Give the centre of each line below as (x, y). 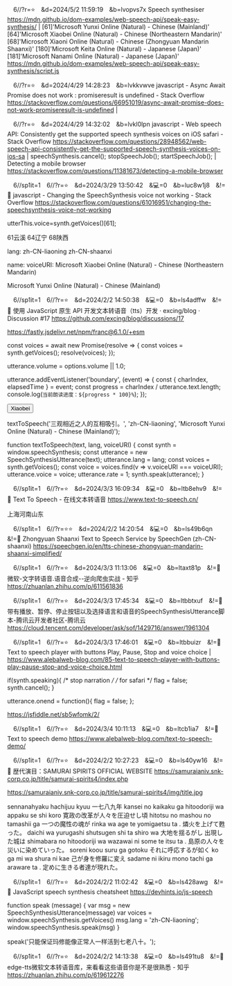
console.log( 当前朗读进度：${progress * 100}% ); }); (77, 394)
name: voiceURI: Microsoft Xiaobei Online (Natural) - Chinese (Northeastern (115, 265)
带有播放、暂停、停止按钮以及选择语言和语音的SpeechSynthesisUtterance (113, 611)
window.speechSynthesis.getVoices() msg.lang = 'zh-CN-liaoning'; (103, 920)
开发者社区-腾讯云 (60, 620)
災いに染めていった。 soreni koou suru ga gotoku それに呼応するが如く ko (113, 850)
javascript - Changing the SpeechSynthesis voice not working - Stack (112, 195)
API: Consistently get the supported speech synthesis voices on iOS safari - (115, 134)
